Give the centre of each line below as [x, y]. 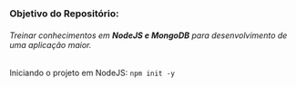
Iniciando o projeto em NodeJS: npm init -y [92, 73]
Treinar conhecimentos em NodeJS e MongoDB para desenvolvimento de [148, 35]
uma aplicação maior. [51, 44]
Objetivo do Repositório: [64, 14]
